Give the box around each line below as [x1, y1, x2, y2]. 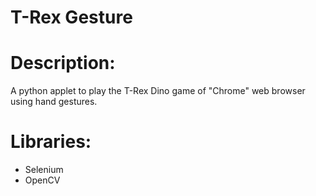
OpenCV [24, 174, 61, 186]
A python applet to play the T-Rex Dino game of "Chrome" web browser [10, 85, 306, 97]
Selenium [24, 164, 64, 176]
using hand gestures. [10, 96, 98, 108]
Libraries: [10, 131, 92, 153]
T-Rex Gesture [10, 6, 133, 29]
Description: [10, 52, 116, 75]
